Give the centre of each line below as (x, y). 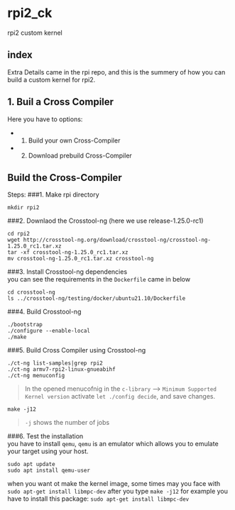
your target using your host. (48, 451)
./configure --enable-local (49, 331)
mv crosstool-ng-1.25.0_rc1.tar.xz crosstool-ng (81, 259)
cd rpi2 (19, 234)
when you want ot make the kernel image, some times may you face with (114, 484)
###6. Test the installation (45, 436)
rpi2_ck (30, 13)
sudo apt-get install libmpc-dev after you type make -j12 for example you (118, 492)
